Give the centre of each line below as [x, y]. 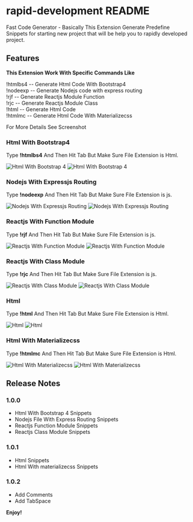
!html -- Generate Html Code [41, 109]
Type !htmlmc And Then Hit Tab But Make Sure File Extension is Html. [91, 354]
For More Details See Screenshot [46, 127]
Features [23, 58]
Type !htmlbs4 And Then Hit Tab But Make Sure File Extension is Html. [92, 155]
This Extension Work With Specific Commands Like [70, 73]
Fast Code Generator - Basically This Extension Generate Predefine [88, 27]
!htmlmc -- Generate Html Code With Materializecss [69, 115]
